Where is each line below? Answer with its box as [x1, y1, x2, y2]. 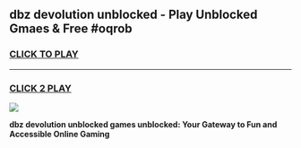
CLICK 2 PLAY [9, 82, 72, 94]
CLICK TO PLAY [9, 48, 79, 61]
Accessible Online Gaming [9, 128, 110, 139]
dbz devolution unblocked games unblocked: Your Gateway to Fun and [9, 118, 278, 129]
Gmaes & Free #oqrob [9, 22, 133, 37]
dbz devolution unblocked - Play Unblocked [9, 7, 258, 22]
